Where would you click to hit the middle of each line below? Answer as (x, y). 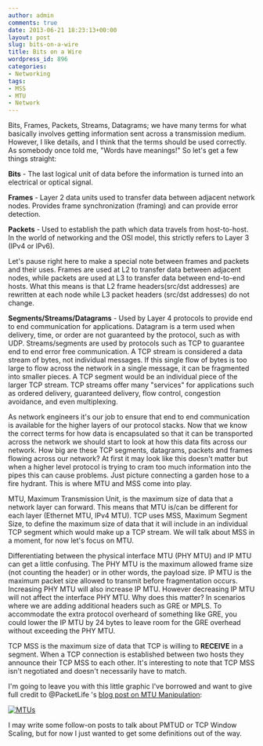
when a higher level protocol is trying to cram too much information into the (130, 467)
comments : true (33, 23)
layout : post (29, 37)
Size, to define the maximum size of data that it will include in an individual (128, 524)
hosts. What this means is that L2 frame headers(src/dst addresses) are (124, 287)
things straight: (32, 159)
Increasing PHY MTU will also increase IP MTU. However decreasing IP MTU (131, 589)
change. (22, 303)
